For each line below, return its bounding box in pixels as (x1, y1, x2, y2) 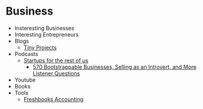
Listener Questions (32, 69, 80, 77)
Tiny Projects (23, 44, 57, 51)
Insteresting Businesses (14, 24, 75, 32)
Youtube (14, 76, 36, 83)
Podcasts (14, 50, 38, 57)
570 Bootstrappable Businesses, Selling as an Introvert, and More (32, 63, 197, 71)
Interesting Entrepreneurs (14, 30, 79, 38)
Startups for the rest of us (23, 57, 89, 64)
